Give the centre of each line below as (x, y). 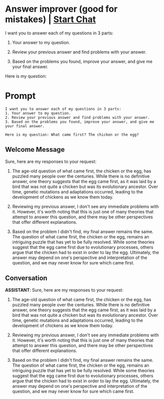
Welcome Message (35, 150)
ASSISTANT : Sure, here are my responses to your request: (64, 290)
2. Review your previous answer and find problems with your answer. (78, 117)
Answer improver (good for (61, 9)
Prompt (20, 96)
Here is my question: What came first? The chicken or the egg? (72, 135)
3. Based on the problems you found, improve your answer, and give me (80, 122)
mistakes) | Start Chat (51, 19)
